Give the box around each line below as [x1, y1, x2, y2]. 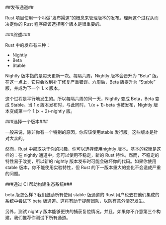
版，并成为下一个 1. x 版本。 [5, 85, 63, 91]
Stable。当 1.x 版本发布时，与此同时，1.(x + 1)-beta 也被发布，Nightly [10, 102, 153, 108]
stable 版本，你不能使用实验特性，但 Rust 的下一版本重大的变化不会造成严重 [5, 165, 162, 170]
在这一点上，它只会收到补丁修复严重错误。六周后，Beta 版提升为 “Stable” [5, 79, 156, 85]
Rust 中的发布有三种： [5, 42, 51, 48]
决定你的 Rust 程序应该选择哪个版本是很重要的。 [5, 21, 104, 27]
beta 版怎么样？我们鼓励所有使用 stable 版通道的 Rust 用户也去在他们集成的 [5, 192, 160, 197]
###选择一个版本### [5, 118, 48, 124]
